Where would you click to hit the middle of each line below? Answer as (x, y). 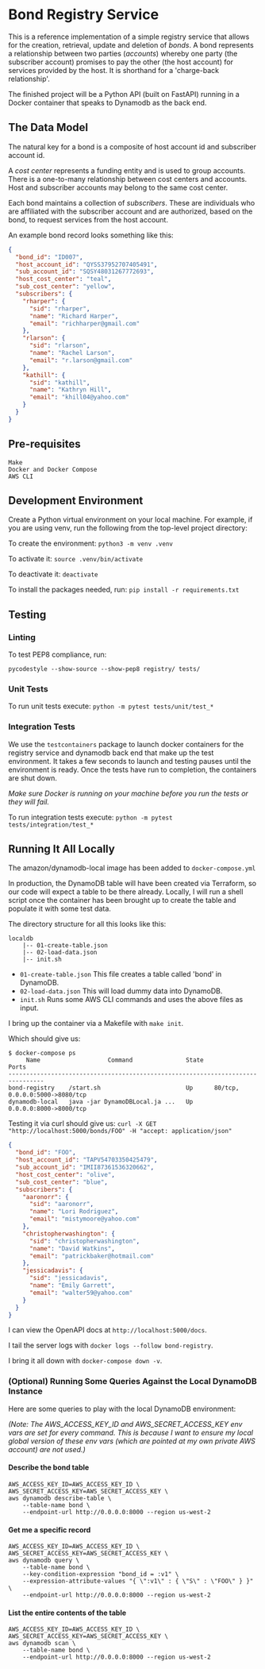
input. (29, 1008)
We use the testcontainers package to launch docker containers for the (126, 744)
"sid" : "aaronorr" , (61, 1205)
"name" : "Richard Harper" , (74, 316)
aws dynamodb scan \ (42, 1644)
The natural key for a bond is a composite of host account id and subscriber (132, 146)
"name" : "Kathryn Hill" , (70, 390)
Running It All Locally (61, 849)
